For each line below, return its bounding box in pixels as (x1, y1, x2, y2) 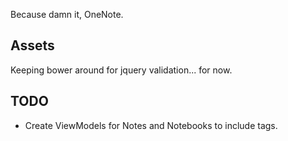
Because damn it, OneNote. (10, 9, 124, 20)
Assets (10, 37, 55, 54)
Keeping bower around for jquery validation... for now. (10, 64, 233, 76)
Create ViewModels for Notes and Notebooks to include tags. (24, 119, 278, 131)
